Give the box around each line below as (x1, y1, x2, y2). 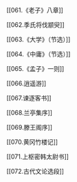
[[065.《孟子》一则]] (6, 65, 65, 72)
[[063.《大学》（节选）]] (6, 35, 71, 43)
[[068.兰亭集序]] (6, 109, 53, 117)
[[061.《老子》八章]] (6, 6, 63, 14)
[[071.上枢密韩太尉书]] (6, 152, 69, 161)
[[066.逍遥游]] (6, 79, 47, 88)
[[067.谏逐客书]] (6, 94, 52, 102)
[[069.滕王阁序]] (6, 123, 53, 131)
